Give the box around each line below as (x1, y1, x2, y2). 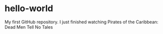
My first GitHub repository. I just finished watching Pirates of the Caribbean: (4, 19, 159, 25)
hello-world (4, 3, 54, 14)
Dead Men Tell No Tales (4, 24, 53, 30)
